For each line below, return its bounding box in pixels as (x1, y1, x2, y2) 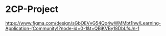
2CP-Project (5, 3, 59, 15)
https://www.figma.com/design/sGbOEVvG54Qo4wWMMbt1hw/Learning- (5, 20, 161, 26)
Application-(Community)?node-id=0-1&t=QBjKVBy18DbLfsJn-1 (5, 25, 139, 31)
